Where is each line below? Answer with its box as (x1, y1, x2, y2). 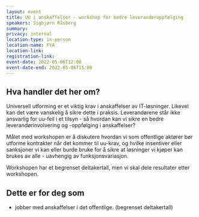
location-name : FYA (6, 43, 55, 49)
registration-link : (6, 53, 55, 59)
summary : (6, 25, 28, 32)
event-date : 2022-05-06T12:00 (6, 59, 82, 65)
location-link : (6, 48, 44, 54)
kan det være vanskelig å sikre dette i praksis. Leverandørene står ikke (6, 109, 181, 116)
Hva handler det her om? (6, 86, 101, 97)
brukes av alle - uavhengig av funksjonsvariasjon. (6, 152, 129, 159)
